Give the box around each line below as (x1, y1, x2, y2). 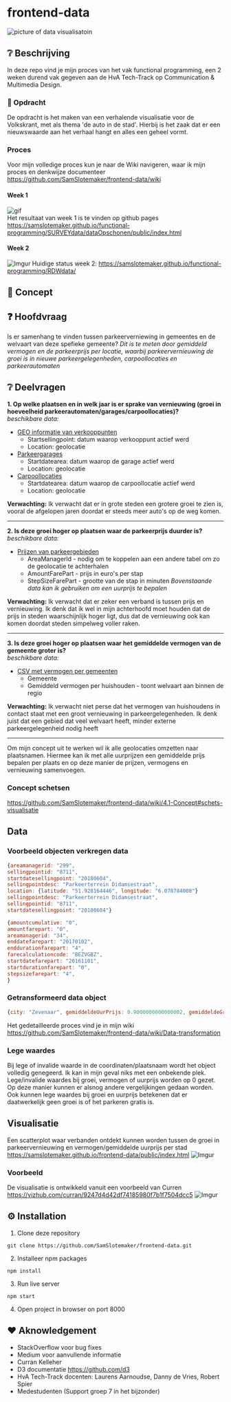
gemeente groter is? (7, 646, 67, 654)
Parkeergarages (16, 449, 63, 458)
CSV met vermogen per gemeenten (16, 667, 118, 675)
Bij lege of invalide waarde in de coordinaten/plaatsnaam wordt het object (7, 1061, 216, 1069)
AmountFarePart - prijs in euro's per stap (27, 569, 144, 577)
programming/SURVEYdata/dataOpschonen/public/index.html (7, 228, 182, 237)
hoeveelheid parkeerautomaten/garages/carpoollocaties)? (7, 407, 179, 416)
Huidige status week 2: (32, 259, 98, 268)
